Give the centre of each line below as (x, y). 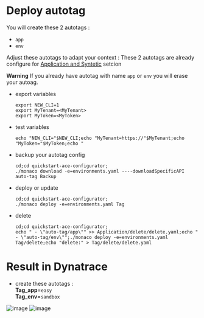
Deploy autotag (46, 11)
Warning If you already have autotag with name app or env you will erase (97, 75)
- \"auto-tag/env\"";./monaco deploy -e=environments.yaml (92, 237)
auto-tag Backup (36, 176)
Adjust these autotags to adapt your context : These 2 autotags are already (100, 57)
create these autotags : (44, 283)
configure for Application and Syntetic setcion (64, 64)
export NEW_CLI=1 (37, 105)
